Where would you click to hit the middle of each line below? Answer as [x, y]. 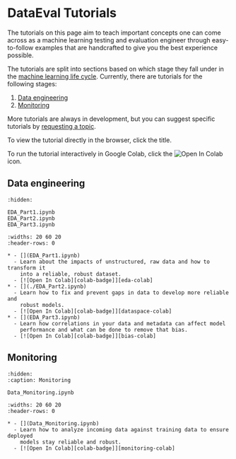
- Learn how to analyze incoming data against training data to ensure [122, 429]
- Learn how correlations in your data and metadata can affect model [120, 323]
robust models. [42, 305]
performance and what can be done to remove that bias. [104, 330]
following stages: [32, 83]
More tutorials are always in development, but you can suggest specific [111, 119]
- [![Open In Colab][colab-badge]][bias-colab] [85, 336]
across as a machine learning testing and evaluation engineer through [109, 40]
